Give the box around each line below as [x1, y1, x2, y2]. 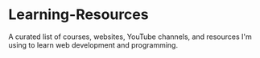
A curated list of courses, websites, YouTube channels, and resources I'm [8, 32, 252, 41]
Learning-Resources [8, 6, 149, 24]
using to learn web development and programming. [8, 40, 179, 49]
